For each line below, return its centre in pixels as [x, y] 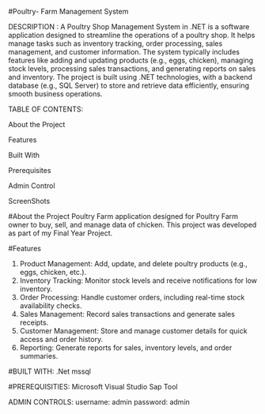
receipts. [34, 322]
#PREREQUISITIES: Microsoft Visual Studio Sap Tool [93, 387]
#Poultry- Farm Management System [68, 11]
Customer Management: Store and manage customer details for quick [133, 331]
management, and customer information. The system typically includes [124, 52]
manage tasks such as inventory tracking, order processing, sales [115, 43]
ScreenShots [29, 201]
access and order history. [61, 339]
